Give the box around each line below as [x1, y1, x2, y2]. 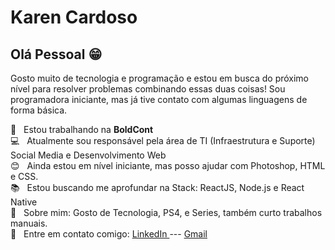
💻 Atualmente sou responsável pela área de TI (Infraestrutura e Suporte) [10, 135, 316, 146]
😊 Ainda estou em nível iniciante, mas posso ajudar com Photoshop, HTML [10, 160, 326, 171]
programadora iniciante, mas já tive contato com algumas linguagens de [10, 94, 308, 105]
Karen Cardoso [10, 6, 138, 29]
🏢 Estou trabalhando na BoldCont [10, 124, 154, 135]
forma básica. [10, 104, 68, 116]
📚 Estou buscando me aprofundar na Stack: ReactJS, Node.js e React [10, 182, 305, 193]
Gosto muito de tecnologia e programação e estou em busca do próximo [10, 72, 310, 84]
